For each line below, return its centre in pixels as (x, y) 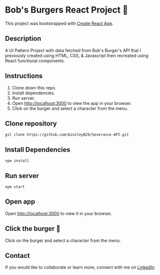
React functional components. (35, 61)
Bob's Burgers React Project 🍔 (67, 10)
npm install (17, 161)
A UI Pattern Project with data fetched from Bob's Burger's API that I (73, 50)
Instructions (24, 76)
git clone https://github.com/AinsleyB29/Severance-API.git (67, 135)
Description (23, 39)
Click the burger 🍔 (33, 229)
